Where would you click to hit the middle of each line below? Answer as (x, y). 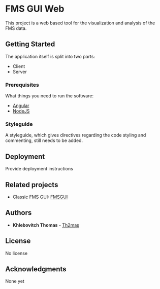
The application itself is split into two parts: (50, 56)
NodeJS (21, 111)
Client (19, 66)
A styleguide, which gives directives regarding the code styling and (76, 135)
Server (20, 71)
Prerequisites (22, 85)
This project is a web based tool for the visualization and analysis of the (80, 23)
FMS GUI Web (35, 9)
